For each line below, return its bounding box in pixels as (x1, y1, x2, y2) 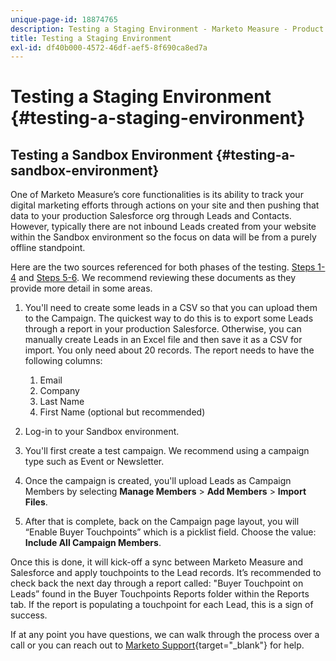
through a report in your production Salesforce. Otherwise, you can (24, 323, 302, 335)
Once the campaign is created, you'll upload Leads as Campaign (24, 475, 292, 487)
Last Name (39, 396, 85, 408)
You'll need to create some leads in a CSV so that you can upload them (24, 302, 318, 314)
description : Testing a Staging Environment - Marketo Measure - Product (10, 24, 325, 34)
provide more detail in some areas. (10, 282, 153, 295)
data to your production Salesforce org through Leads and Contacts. (10, 210, 292, 222)
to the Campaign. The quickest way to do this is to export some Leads (24, 312, 314, 325)
